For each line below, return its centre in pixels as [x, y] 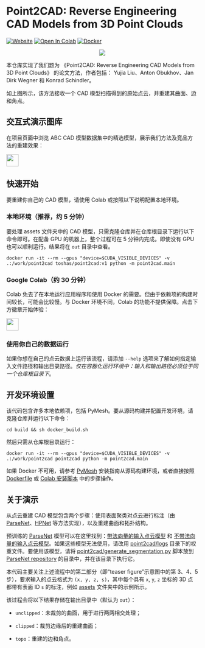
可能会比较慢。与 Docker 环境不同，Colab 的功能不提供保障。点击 [110, 302]
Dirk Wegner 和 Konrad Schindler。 [50, 80]
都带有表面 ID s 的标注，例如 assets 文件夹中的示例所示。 [78, 587]
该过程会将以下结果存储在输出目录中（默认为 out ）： [71, 600]
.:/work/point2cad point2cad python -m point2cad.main [77, 459]
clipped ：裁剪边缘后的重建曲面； [57, 626]
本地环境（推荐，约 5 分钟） [47, 217]
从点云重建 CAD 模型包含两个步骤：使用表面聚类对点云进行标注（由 [91, 515]
